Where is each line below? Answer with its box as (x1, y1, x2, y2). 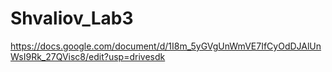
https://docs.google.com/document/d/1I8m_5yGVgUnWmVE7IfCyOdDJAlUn (10, 40, 322, 52)
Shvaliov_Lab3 (10, 7, 134, 30)
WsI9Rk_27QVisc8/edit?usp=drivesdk (10, 50, 166, 62)
